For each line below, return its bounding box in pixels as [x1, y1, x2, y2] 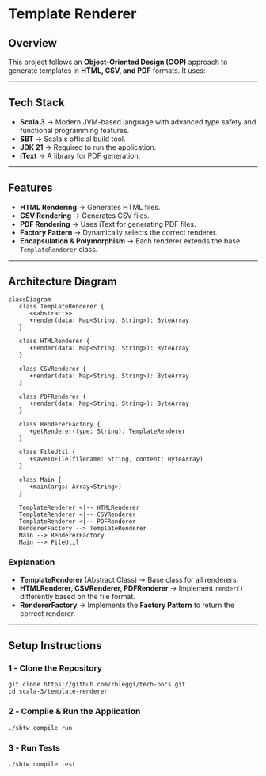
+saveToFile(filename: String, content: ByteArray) [28, 455, 203, 464]
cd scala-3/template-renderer [8, 687, 108, 696]
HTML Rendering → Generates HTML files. [19, 202, 161, 212]
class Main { [18, 476, 62, 484]
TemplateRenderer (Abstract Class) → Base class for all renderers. [19, 575, 239, 584]
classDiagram [8, 296, 51, 304]
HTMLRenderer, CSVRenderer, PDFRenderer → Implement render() [19, 583, 244, 593]
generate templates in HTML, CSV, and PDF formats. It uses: [8, 66, 206, 75]
